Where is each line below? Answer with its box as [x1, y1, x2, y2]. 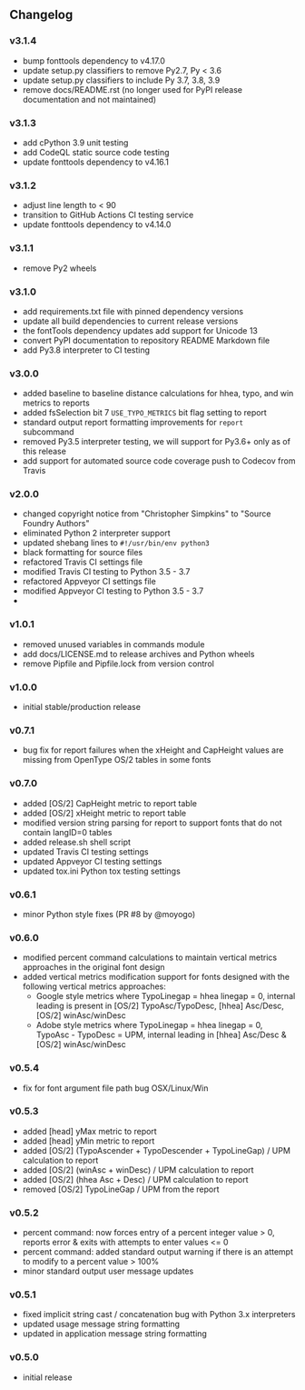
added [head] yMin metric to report [22, 1135, 155, 1146]
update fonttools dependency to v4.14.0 [22, 219, 172, 230]
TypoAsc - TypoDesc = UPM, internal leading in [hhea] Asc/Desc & [35, 1029, 287, 1040]
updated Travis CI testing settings [22, 845, 149, 857]
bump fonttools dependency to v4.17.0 [22, 55, 166, 66]
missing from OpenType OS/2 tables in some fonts [22, 755, 212, 765]
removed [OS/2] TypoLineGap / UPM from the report [22, 1184, 220, 1195]
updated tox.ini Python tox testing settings [22, 865, 182, 876]
